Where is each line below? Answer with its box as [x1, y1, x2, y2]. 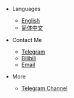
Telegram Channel [21, 85, 68, 92]
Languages [12, 5, 41, 12]
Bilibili [21, 55, 37, 61]
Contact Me [12, 37, 42, 43]
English [21, 17, 40, 24]
